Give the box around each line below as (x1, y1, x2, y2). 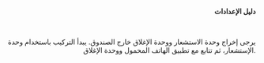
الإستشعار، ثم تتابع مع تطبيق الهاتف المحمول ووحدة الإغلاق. (83, 46, 256, 54)
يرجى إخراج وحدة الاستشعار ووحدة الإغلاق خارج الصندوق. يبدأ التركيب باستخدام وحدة (7, 37, 256, 46)
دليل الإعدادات (214, 7, 256, 16)
